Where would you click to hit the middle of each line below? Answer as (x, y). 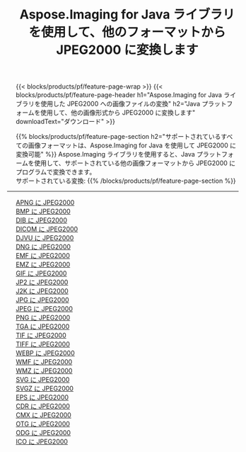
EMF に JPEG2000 (43, 256)
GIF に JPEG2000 (41, 273)
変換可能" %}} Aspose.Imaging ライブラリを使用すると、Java (106, 154)
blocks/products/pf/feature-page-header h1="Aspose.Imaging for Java (119, 95)
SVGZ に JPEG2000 (45, 389)
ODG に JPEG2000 (43, 433)
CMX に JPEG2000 (44, 415)
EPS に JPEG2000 (42, 397)
